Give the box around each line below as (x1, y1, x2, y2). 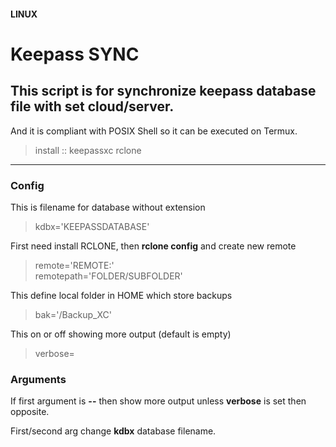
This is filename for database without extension (10, 201, 206, 213)
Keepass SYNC (10, 43, 140, 65)
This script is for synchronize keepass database (10, 83, 317, 100)
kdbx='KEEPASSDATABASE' (34, 220, 150, 232)
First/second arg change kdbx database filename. (10, 425, 217, 437)
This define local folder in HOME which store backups (10, 289, 233, 301)
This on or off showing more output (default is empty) (10, 328, 232, 340)
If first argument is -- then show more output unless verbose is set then (10, 395, 307, 407)
